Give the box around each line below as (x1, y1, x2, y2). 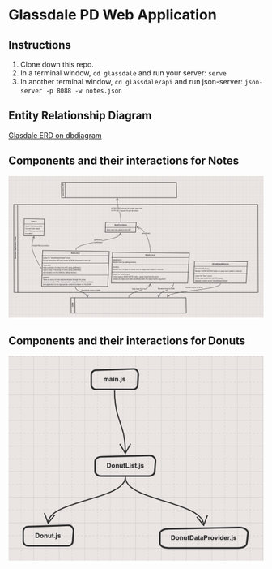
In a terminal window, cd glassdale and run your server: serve (19, 68, 227, 78)
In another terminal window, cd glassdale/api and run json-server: (19, 77, 243, 86)
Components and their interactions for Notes (8, 154, 240, 168)
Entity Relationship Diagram (8, 109, 152, 123)
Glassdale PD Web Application (8, 6, 217, 24)
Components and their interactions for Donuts (8, 334, 246, 347)
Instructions (8, 38, 71, 52)
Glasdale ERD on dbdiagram (8, 130, 103, 140)
